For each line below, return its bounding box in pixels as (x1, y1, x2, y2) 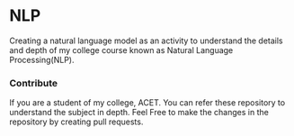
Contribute (9, 77, 58, 89)
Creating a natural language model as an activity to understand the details (9, 35, 283, 46)
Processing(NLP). (9, 54, 75, 65)
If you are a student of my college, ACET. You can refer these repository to (9, 97, 286, 108)
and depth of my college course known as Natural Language (9, 44, 234, 55)
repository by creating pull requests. (9, 116, 144, 127)
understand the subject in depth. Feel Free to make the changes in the (9, 107, 270, 118)
